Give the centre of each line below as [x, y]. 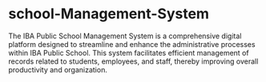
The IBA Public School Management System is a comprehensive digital [125, 36]
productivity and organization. [58, 69]
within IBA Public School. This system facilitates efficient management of [129, 53]
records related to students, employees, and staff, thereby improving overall [133, 61]
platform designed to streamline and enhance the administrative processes [132, 44]
